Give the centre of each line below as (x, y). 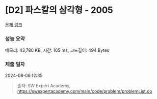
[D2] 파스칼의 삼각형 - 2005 (59, 10)
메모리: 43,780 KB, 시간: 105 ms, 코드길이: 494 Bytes (57, 50)
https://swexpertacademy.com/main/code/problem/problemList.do (85, 91)
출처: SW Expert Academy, (44, 85)
